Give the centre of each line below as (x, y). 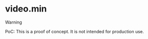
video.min (26, 9)
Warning (13, 22)
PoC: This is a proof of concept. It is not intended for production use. (74, 31)
